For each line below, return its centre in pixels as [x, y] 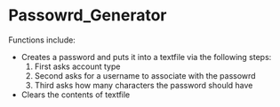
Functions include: [42, 40]
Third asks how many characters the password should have [144, 85]
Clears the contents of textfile [76, 95]
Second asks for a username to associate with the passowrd [145, 75]
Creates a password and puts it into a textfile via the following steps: [146, 57]
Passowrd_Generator [88, 15]
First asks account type [77, 66]
